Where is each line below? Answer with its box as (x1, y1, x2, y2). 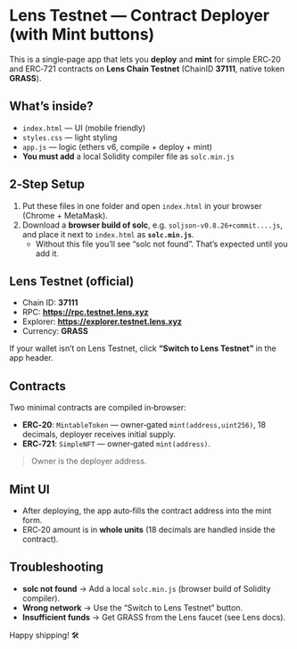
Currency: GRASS (21, 326, 89, 337)
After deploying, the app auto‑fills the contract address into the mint (21, 505, 272, 516)
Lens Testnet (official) (9, 273, 135, 288)
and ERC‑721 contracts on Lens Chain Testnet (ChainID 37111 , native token (9, 63, 285, 74)
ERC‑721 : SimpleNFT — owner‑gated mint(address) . (21, 438, 211, 449)
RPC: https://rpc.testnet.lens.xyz (21, 307, 149, 318)
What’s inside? (9, 99, 94, 114)
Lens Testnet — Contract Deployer (9, 5, 270, 26)
